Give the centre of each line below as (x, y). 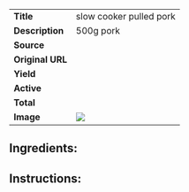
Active (28, 88)
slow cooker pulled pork (126, 16)
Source (29, 45)
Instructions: (45, 178)
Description (39, 31)
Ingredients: (43, 148)
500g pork (98, 31)
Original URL (41, 59)
